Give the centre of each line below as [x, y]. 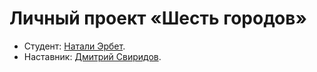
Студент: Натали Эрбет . [74, 46]
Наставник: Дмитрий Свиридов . [92, 56]
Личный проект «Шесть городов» [158, 18]
